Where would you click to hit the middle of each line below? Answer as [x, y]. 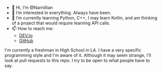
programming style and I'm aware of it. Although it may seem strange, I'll [78, 55]
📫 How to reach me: [33, 28]
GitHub [26, 41]
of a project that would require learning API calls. [61, 23]
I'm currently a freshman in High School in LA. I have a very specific [73, 50]
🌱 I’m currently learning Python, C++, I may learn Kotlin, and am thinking [84, 18]
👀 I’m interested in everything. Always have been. [61, 13]
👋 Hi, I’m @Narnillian [32, 8]
